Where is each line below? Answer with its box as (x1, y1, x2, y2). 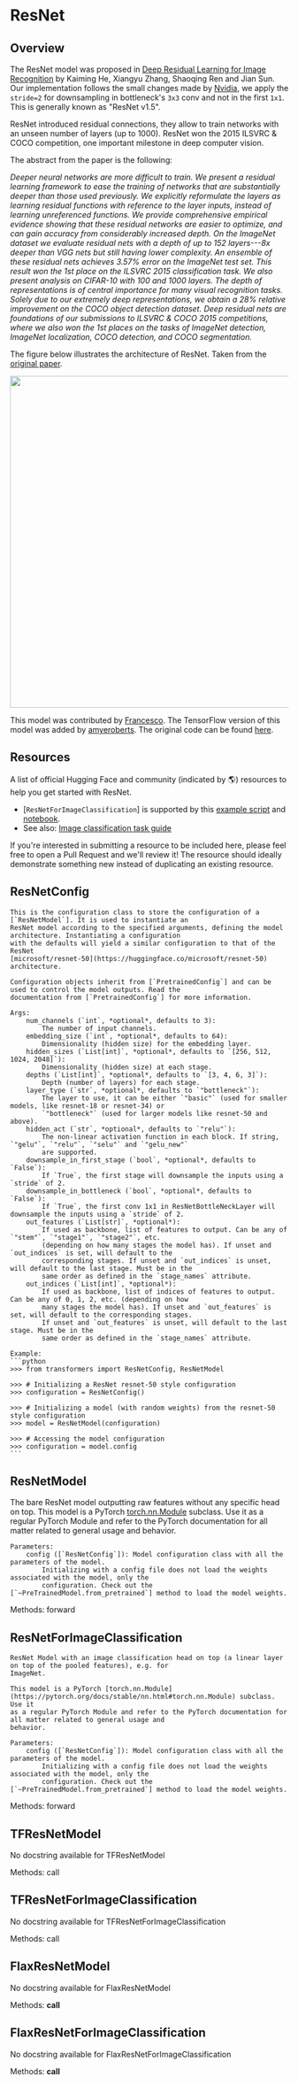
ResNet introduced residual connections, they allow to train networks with (10, 119, 279, 129)
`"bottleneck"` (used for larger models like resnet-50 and (42, 1109, 268, 1118)
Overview (10, 41, 65, 56)
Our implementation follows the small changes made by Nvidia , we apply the (10, 83, 289, 93)
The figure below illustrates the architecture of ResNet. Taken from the (10, 349, 267, 359)
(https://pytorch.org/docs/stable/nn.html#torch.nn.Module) (10, 1692, 237, 1702)
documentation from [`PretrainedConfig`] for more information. (10, 993, 252, 1002)
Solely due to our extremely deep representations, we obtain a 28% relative (10, 294, 287, 304)
